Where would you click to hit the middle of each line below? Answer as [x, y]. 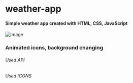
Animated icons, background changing [54, 48]
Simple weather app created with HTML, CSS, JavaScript [66, 23]
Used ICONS [19, 76]
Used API [15, 60]
